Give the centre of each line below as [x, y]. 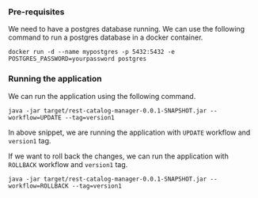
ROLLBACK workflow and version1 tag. [68, 164]
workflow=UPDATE [35, 117]
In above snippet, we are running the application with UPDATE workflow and [129, 132]
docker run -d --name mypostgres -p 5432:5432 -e [92, 52]
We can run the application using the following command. [102, 96]
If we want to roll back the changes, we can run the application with [119, 156]
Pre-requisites [36, 12]
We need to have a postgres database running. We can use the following [127, 29]
